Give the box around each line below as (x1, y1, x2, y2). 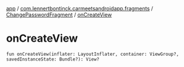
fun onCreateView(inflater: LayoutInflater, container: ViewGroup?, (6, 51, 179, 57)
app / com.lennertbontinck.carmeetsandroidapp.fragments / (6, 5, 153, 12)
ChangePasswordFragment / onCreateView (6, 11, 112, 18)
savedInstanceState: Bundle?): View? (6, 56, 100, 62)
